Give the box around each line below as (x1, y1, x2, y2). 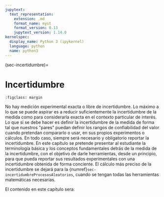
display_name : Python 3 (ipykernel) (9, 39, 84, 44)
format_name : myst (14, 21, 51, 26)
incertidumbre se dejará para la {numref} (5, 167, 88, 172)
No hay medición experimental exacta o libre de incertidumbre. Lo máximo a (5, 104, 159, 110)
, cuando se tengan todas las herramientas (72, 171, 159, 177)
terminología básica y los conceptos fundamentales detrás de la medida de (5, 145, 157, 151)
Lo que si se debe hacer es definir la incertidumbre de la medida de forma (5, 119, 155, 125)
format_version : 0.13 (14, 26, 58, 30)
